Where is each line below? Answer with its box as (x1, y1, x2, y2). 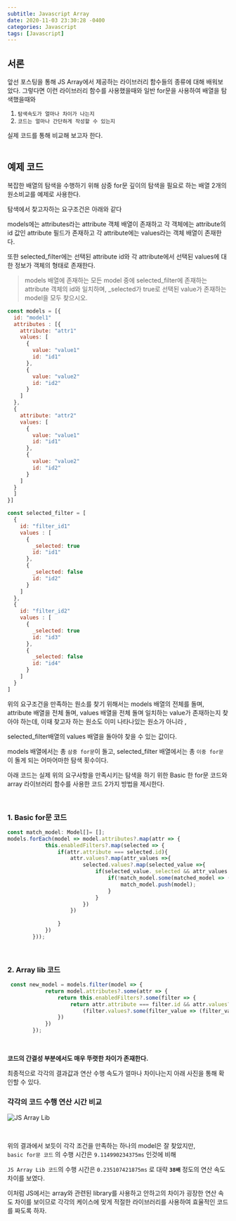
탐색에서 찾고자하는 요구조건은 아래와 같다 (7, 204, 122, 213)
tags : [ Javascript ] (7, 30, 65, 37)
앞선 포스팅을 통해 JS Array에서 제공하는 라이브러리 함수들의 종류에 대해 (7, 78, 205, 86)
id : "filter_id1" (20, 523, 71, 530)
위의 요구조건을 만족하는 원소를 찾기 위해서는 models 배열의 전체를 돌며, (7, 700, 205, 708)
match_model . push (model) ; (120, 881, 197, 888)
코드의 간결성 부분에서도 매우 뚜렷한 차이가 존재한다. (7, 1054, 149, 1063)
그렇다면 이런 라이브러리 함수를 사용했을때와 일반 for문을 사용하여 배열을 (22, 86, 220, 95)
